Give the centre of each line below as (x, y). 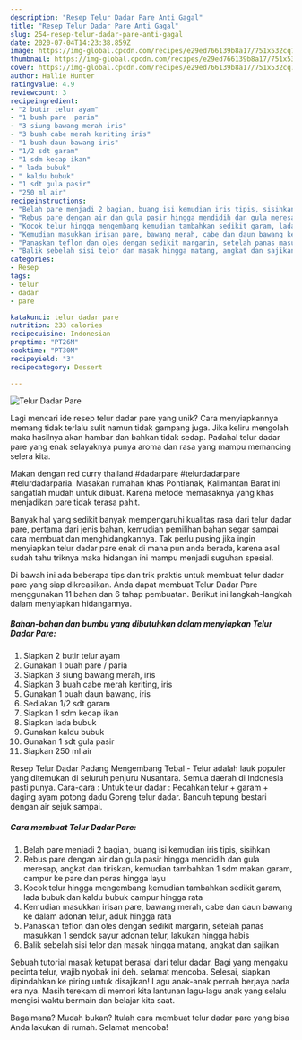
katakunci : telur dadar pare (65, 317)
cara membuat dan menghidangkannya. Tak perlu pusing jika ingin (133, 538)
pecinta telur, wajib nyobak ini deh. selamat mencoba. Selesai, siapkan (140, 972)
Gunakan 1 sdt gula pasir (69, 741)
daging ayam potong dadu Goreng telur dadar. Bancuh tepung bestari (138, 797)
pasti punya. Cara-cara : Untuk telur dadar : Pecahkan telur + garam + (139, 788)
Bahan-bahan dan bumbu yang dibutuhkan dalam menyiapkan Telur (141, 624)
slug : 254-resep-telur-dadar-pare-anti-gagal (96, 34)
